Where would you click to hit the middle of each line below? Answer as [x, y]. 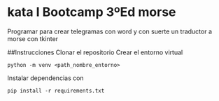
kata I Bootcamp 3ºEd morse [92, 12]
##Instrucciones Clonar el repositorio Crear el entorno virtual [95, 52]
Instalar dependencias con [45, 78]
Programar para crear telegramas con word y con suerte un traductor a [109, 31]
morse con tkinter [33, 38]
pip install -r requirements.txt [56, 91]
